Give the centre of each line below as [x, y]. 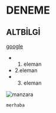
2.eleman [26, 70]
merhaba [16, 105]
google [15, 46]
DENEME [28, 10]
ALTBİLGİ [23, 32]
